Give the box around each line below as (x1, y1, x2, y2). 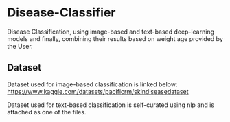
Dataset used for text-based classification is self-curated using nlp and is (7, 101, 215, 109)
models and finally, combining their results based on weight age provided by (7, 34, 223, 42)
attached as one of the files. (7, 108, 87, 116)
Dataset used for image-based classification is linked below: (7, 80, 178, 88)
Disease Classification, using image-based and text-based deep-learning (7, 27, 215, 36)
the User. (7, 42, 33, 50)
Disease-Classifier (7, 5, 116, 21)
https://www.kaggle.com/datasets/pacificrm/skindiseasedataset (7, 87, 189, 95)
